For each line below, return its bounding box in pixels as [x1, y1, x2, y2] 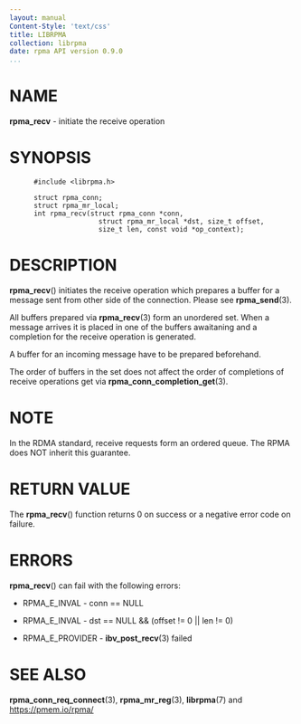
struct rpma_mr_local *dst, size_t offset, [98, 217, 265, 226]
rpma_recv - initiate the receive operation [9, 116, 165, 127]
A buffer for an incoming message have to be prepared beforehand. [9, 348, 262, 359]
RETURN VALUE [9, 479, 131, 500]
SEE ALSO [9, 664, 87, 684]
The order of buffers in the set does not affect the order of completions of [9, 366, 285, 376]
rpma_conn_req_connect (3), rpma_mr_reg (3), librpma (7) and [9, 694, 243, 705]
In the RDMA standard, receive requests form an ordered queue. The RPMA [9, 437, 291, 448]
